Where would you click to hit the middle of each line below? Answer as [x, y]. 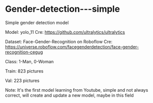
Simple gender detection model [37, 23]
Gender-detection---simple [62, 9]
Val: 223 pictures [22, 80]
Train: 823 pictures [24, 71]
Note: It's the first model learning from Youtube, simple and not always [77, 90]
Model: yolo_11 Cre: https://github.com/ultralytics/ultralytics [65, 32]
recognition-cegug [24, 52]
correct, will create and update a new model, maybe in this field [69, 95]
